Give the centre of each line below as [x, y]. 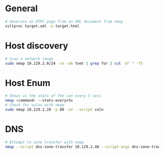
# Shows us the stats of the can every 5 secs [53, 96]
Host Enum [28, 83]
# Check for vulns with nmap [35, 105]
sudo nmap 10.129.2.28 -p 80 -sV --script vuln [54, 110]
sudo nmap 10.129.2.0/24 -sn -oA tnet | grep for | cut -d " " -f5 [74, 63]
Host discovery [37, 46]
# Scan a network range [29, 59]
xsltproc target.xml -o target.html [42, 26]
